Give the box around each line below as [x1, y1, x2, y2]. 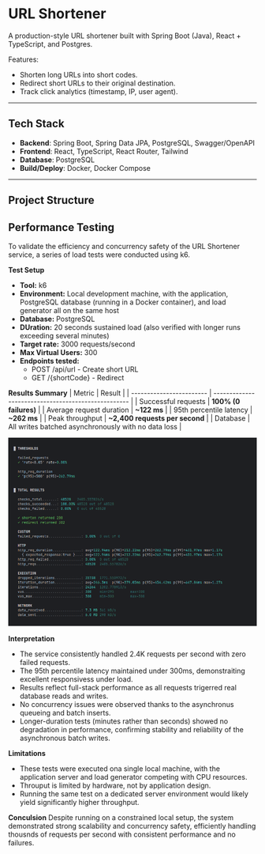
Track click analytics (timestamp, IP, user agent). [19, 86, 178, 96]
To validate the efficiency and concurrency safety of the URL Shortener [8, 241, 241, 251]
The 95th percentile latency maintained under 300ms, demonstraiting [19, 666, 246, 675]
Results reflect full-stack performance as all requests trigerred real [19, 682, 237, 692]
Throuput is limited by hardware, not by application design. [19, 780, 211, 790]
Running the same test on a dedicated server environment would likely [19, 788, 248, 799]
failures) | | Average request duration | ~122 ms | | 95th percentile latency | [8, 405, 253, 414]
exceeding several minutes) [19, 331, 110, 340]
